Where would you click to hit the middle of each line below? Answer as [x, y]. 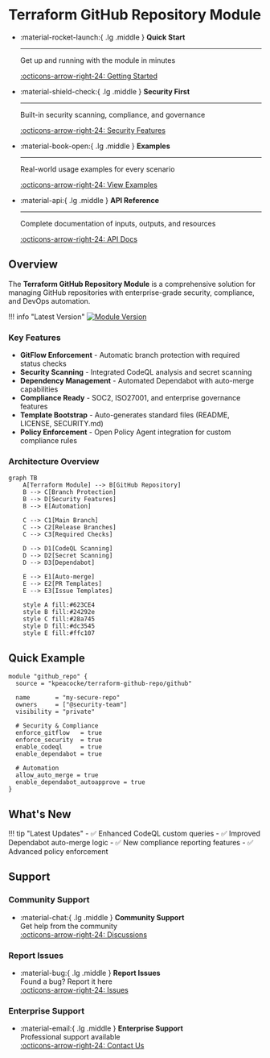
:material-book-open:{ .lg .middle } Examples [95, 146]
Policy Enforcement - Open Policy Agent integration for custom [125, 432]
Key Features [35, 338]
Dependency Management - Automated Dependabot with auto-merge [137, 381]
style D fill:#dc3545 [59, 626]
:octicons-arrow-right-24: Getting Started [89, 76]
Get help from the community [69, 926]
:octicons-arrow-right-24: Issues [74, 990]
